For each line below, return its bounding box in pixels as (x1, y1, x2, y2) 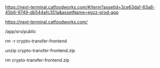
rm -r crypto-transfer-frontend (5, 38, 67, 44)
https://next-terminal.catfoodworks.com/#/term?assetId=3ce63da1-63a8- (5, 4, 155, 10)
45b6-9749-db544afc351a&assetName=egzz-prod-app (5, 9, 119, 15)
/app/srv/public (5, 29, 36, 34)
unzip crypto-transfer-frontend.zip (5, 48, 75, 53)
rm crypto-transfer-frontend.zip (5, 57, 70, 63)
